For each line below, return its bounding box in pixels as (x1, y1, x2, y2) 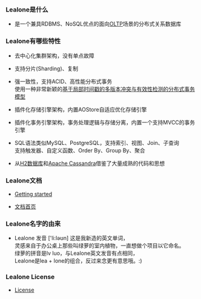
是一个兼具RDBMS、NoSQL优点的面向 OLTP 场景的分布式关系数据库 (14, 20, 182, 28)
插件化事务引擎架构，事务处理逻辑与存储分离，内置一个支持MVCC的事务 (14, 118, 196, 126)
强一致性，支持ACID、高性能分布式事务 (14, 78, 113, 85)
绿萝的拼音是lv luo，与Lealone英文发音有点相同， (14, 250, 139, 257)
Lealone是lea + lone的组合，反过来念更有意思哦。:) (14, 257, 143, 264)
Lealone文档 (5, 176, 42, 184)
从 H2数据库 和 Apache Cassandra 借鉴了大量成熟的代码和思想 (14, 160, 165, 167)
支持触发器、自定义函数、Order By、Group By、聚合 (14, 147, 146, 154)
